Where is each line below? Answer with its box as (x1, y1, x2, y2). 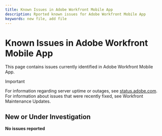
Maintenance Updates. (5, 98, 51, 104)
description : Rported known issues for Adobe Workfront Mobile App (5, 12, 146, 17)
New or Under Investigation (5, 113, 91, 121)
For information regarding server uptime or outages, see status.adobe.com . (5, 88, 158, 94)
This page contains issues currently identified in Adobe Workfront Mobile (5, 64, 153, 70)
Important (5, 79, 25, 85)
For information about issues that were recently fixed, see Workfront (5, 93, 143, 99)
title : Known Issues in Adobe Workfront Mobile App (5, 7, 113, 12)
